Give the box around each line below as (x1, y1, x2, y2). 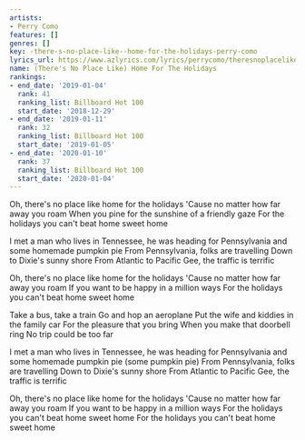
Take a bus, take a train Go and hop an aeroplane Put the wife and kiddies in (9, 310, 294, 321)
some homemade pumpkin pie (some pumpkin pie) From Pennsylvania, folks (9, 356, 295, 367)
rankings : (9, 73, 47, 82)
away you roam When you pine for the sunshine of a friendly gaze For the (9, 208, 285, 219)
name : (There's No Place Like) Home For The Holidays (9, 65, 218, 74)
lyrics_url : (9, 55, 54, 65)
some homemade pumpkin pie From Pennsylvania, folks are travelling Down (9, 245, 293, 256)
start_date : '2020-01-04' (17, 174, 116, 183)
